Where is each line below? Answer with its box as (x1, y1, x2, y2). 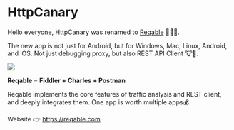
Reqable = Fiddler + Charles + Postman (7, 76, 126, 85)
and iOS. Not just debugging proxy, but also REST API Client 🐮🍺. (7, 49, 198, 58)
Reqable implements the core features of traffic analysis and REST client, (7, 90, 223, 98)
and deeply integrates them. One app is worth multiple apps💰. (7, 97, 191, 107)
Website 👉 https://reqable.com (7, 114, 101, 123)
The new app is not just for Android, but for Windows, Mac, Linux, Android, (7, 41, 228, 50)
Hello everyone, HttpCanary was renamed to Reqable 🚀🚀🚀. (7, 28, 180, 36)
